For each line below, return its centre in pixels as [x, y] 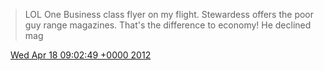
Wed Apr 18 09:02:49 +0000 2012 [80, 55]
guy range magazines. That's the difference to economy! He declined [168, 25]
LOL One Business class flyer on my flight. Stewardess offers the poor [169, 14]
